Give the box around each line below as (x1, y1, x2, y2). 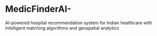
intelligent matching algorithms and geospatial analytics (5, 25, 119, 31)
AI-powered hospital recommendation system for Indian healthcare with (5, 20, 153, 26)
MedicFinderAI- (5, 3, 72, 15)
